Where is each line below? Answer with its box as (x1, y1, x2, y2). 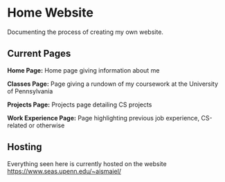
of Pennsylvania (7, 87, 53, 95)
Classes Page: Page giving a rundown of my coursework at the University (7, 80, 219, 88)
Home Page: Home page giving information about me (7, 66, 160, 74)
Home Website (7, 5, 93, 21)
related (7, 121, 28, 129)
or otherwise (28, 121, 65, 129)
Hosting (7, 141, 43, 153)
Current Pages (7, 48, 71, 60)
